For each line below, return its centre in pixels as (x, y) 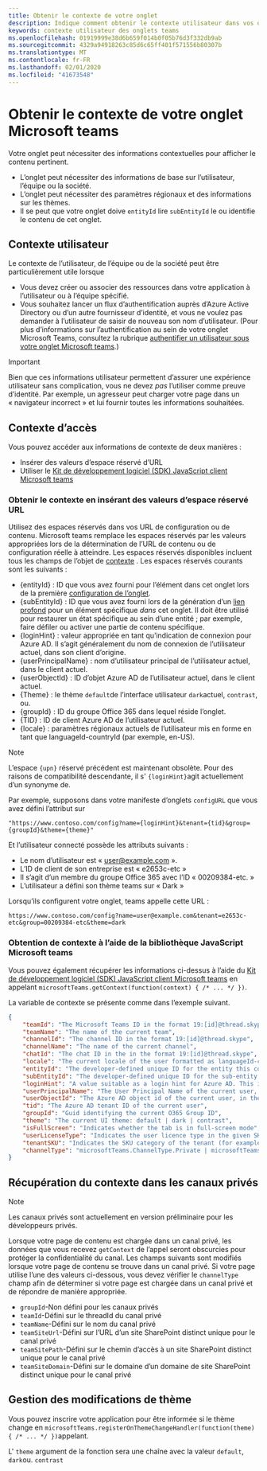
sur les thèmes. (45, 202)
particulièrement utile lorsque (56, 272)
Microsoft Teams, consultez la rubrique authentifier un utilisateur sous (134, 338)
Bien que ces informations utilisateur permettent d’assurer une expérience (130, 377)
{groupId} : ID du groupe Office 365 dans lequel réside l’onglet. (123, 712)
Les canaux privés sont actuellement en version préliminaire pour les (121, 1217)
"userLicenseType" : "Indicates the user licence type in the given (136, 1135)
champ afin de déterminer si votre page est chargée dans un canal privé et (130, 1283)
